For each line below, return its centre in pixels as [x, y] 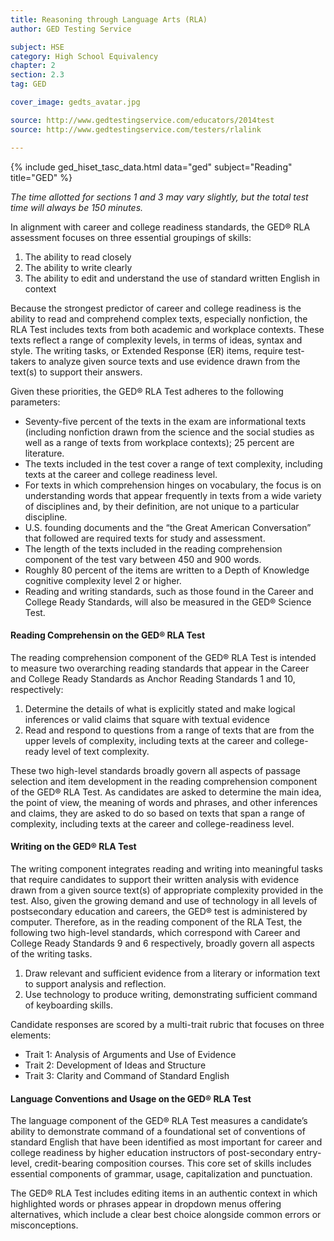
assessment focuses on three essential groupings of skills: [131, 237]
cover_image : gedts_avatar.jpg [75, 102]
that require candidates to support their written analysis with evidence [155, 879]
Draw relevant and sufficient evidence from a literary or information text [172, 973]
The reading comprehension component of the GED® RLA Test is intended [163, 657]
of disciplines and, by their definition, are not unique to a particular [162, 506]
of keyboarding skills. [68, 1005]
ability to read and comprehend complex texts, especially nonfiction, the [159, 318]
